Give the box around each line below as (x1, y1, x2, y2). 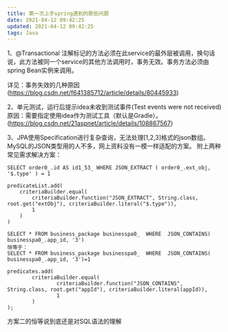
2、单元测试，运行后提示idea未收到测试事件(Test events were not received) (7, 103, 222, 111)
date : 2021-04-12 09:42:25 (7, 17, 85, 23)
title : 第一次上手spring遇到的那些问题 (7, 10, 109, 17)
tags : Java (7, 29, 39, 37)
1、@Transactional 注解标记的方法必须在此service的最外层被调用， (7, 49, 198, 57)
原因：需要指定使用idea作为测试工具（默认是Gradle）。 (7, 112, 162, 120)
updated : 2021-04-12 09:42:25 (7, 23, 94, 30)
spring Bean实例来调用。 (7, 66, 78, 74)
